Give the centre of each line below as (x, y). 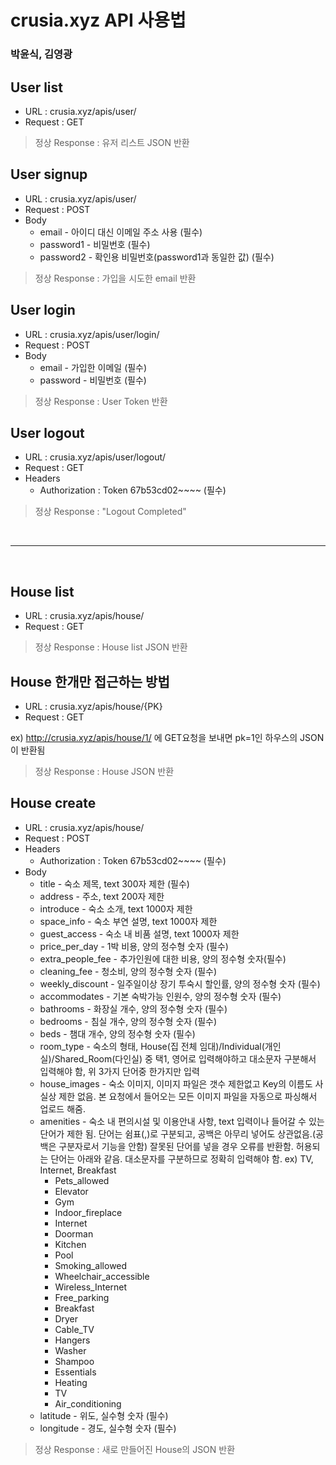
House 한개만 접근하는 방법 (90, 681)
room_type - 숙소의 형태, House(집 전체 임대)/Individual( (152, 1046)
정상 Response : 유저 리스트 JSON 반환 (112, 142)
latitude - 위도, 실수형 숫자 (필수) (104, 1415)
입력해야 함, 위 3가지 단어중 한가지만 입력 (119, 1071)
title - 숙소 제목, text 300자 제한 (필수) (114, 883)
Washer (70, 1350)
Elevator (71, 1191)
